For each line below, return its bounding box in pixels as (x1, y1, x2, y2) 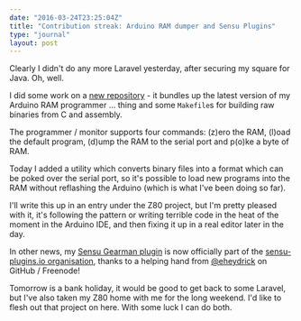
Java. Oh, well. (9, 73, 65, 84)
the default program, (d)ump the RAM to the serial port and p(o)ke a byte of (9, 136, 290, 147)
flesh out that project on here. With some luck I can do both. (9, 302, 233, 313)
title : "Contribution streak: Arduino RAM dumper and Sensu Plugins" (9, 22, 277, 31)
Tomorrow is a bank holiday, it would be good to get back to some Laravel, (9, 283, 287, 294)
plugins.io (9, 256, 46, 267)
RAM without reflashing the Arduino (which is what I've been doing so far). (9, 182, 287, 194)
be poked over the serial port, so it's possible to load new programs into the (9, 173, 291, 184)
